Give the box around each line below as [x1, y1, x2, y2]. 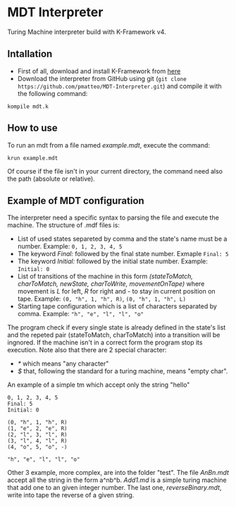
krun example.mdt [7, 155, 58, 162]
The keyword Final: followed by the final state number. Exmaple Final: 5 [17, 250, 229, 258]
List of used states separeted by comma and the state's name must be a [17, 234, 228, 243]
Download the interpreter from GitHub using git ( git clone [17, 74, 187, 83]
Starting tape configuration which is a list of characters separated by [17, 302, 217, 311]
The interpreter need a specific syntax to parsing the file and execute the [7, 213, 220, 222]
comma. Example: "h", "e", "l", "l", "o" [17, 310, 144, 318]
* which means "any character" [17, 359, 109, 368]
